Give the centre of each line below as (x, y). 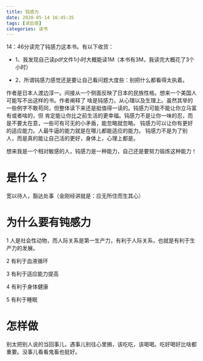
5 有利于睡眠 (22, 300)
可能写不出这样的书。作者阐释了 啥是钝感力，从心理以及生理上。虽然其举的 (100, 101)
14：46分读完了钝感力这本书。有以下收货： (60, 47)
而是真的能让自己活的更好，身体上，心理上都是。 (78, 138)
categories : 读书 (27, 29)
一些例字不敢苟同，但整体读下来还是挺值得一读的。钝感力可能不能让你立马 (99, 108)
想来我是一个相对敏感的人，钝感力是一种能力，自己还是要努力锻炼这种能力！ (101, 151)
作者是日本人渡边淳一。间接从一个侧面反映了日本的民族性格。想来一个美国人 (101, 93)
